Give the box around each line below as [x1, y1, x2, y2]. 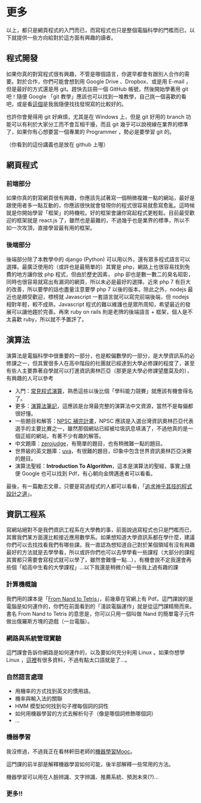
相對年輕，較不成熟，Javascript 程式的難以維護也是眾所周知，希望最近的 [6, 301, 185, 308]
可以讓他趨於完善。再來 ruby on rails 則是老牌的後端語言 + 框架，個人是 [11, 308, 188, 315]
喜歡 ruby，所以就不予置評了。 [11, 316, 87, 323]
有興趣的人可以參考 [6, 374, 54, 382]
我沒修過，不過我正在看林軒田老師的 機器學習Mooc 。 [6, 748, 136, 755]
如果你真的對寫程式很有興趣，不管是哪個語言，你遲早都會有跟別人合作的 [6, 70, 184, 77]
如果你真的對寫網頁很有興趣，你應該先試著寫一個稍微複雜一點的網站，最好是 [6, 194, 195, 202]
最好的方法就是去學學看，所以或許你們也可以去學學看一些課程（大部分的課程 [6, 549, 195, 556]
